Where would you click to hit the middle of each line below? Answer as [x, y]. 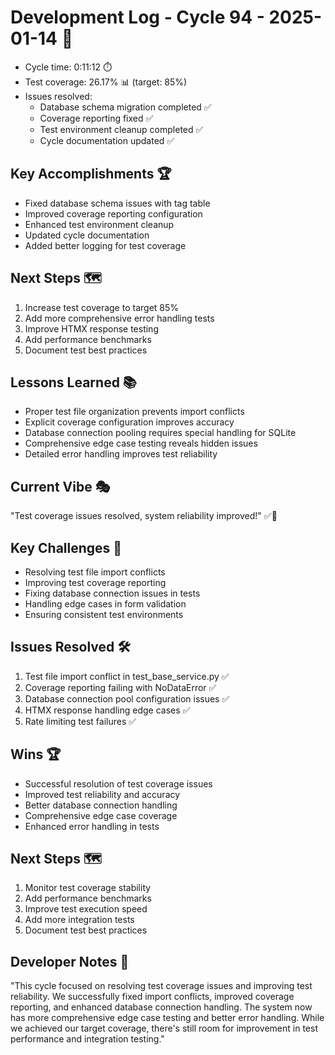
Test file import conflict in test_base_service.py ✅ [127, 676]
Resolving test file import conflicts [95, 572]
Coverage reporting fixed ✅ [96, 118]
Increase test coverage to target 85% [102, 307]
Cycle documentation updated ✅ [107, 140]
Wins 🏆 [36, 754]
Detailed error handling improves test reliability [121, 454]
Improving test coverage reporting [95, 582]
